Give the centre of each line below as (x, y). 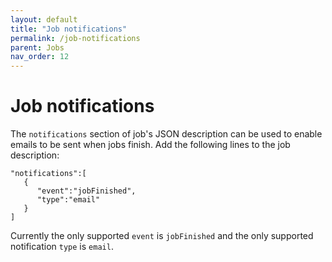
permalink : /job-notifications (75, 38)
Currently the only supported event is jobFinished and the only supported (162, 236)
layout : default (44, 19)
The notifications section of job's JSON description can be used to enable (166, 134)
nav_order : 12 (40, 57)
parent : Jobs (37, 47)
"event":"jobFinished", (86, 191)
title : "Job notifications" (69, 29)
